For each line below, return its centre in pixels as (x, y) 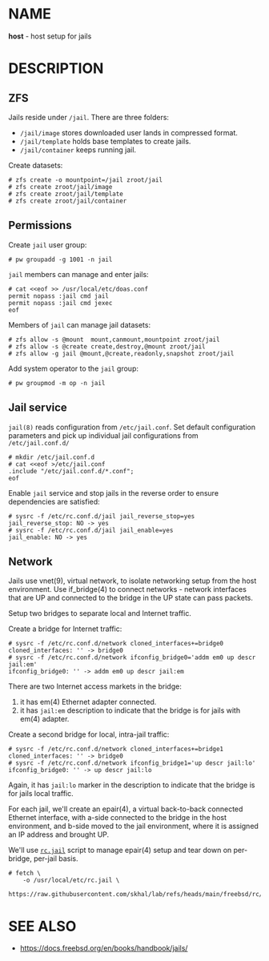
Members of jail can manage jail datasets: (79, 324)
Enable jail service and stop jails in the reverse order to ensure (113, 493)
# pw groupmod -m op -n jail (57, 383)
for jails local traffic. (41, 794)
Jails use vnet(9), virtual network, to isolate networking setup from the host (132, 581)
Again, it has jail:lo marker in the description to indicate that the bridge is (132, 785)
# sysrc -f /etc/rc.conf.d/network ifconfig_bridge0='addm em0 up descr (132, 657)
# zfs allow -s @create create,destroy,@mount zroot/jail (107, 346)
